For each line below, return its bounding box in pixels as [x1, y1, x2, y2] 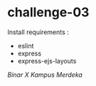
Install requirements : [7, 28, 69, 36]
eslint [17, 41, 34, 50]
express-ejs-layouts [17, 56, 77, 65]
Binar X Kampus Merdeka [7, 70, 83, 79]
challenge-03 [7, 4, 90, 21]
